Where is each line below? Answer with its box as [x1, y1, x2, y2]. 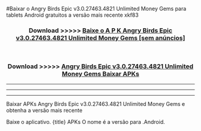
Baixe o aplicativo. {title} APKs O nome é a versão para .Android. [6, 118, 166, 125]
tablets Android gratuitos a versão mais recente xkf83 [6, 11, 139, 19]
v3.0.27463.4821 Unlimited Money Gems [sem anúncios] [16, 33, 185, 42]
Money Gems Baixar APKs [62, 70, 139, 78]
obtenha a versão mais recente [6, 106, 83, 114]
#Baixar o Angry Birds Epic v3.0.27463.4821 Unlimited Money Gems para [6, 5, 187, 12]
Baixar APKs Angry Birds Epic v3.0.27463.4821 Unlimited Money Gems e [6, 100, 185, 107]
